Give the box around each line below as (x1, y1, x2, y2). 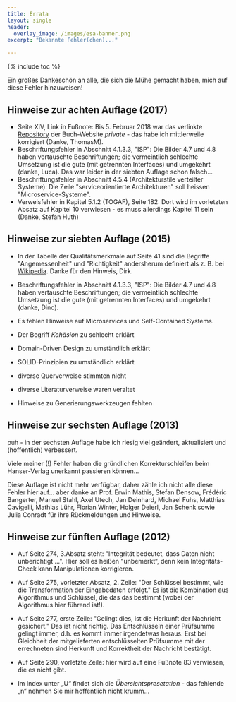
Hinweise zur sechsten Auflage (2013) (7, 420, 180, 432)
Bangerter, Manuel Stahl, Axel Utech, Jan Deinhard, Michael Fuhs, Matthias (7, 495, 225, 504)
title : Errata (7, 10, 49, 18)
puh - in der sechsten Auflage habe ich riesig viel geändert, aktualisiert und (7, 438, 227, 446)
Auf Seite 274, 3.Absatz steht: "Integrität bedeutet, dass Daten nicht (17, 549, 215, 558)
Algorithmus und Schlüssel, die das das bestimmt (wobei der (17, 593, 194, 602)
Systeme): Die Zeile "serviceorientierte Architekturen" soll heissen (17, 182, 210, 191)
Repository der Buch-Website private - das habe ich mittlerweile (17, 130, 204, 138)
